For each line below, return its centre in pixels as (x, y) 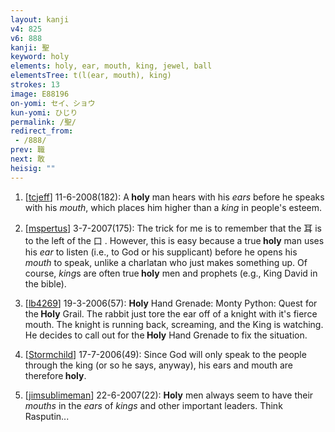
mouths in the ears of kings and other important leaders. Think (153, 405)
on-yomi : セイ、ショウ (53, 103)
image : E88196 (40, 94)
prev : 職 (27, 150)
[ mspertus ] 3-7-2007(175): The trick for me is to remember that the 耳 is (173, 228)
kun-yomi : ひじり (44, 112)
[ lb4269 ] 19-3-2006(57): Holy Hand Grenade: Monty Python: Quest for (171, 303)
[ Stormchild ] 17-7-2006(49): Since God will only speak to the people (165, 354)
